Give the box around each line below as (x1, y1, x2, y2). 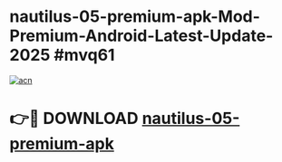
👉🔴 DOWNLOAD (9, 109, 139, 129)
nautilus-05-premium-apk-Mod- (9, 6, 261, 27)
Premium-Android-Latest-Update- (9, 25, 274, 46)
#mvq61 (53, 45, 115, 65)
